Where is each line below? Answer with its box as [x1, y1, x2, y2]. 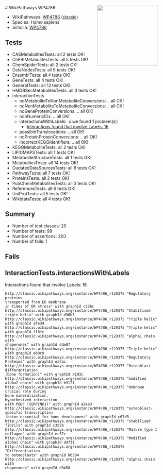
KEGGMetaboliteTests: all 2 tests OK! [12, 144, 86, 150]
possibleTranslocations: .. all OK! [19, 129, 85, 135]
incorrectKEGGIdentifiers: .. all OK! [19, 139, 89, 145]
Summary [5, 210, 35, 218]
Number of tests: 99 [12, 228, 52, 234]
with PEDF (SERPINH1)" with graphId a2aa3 [5, 402, 92, 407]
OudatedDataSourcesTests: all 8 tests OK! [12, 165, 96, 170]
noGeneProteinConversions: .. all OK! [19, 108, 94, 114]
